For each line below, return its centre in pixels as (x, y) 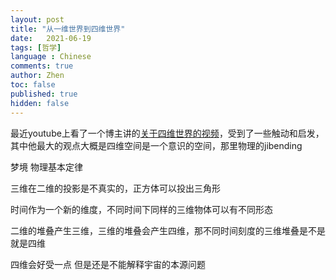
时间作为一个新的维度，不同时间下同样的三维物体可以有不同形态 (141, 209)
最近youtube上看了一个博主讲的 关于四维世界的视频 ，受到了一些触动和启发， (167, 133)
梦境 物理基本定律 (46, 167)
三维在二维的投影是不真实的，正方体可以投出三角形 (115, 188)
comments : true (42, 66)
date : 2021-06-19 (51, 38)
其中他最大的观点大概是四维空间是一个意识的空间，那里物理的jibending (156, 145)
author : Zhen (37, 76)
